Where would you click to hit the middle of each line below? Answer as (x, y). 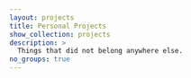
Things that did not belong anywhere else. (100, 51)
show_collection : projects (60, 34)
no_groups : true (40, 59)
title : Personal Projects (58, 26)
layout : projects (42, 17)
